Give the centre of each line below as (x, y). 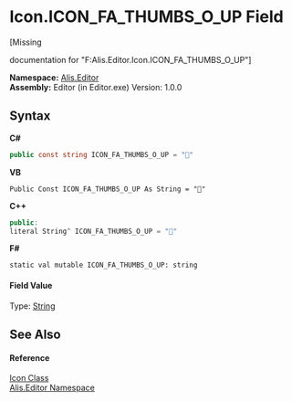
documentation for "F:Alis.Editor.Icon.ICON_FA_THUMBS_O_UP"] (130, 59)
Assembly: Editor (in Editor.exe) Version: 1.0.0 (96, 87)
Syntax (30, 116)
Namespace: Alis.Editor (54, 77)
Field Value (31, 285)
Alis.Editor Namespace (52, 388)
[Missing (26, 42)
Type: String (32, 306)
